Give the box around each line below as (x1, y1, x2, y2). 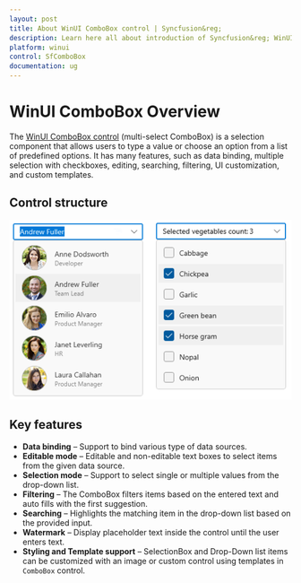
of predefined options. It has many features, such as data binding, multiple (9, 150, 285, 161)
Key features (9, 417, 82, 432)
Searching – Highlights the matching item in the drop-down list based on (21, 508, 291, 518)
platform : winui (9, 43, 70, 52)
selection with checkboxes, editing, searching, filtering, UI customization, (9, 160, 279, 170)
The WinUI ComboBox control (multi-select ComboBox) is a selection (9, 131, 264, 142)
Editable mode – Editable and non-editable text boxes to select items (21, 450, 278, 461)
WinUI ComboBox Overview (9, 101, 221, 122)
